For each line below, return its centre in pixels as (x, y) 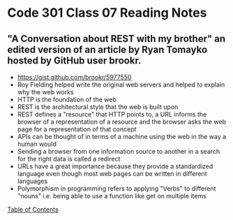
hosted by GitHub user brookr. (74, 60)
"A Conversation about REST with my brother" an (116, 39)
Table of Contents (33, 210)
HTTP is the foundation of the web (67, 100)
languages (32, 181)
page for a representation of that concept (77, 129)
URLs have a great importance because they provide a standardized (115, 166)
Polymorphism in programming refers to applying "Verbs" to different (116, 189)
